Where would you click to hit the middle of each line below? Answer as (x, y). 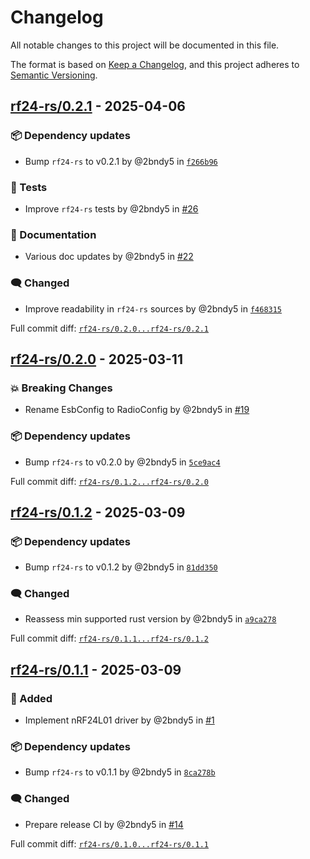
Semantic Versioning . (54, 75)
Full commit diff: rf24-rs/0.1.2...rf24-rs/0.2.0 (109, 481)
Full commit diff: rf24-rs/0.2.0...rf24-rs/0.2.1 (109, 328)
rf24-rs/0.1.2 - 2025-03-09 (98, 512)
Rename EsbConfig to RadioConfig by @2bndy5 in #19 (137, 410)
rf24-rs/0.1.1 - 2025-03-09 (96, 669)
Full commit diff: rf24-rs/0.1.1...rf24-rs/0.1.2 (109, 638)
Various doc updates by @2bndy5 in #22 (109, 257)
